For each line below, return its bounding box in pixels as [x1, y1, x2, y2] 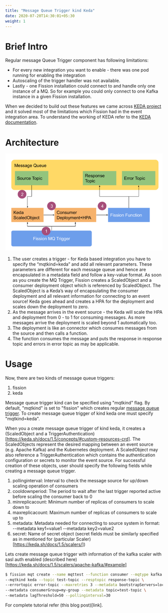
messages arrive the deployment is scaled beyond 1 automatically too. [12, 319, 157, 325]
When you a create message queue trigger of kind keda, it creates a [5, 425, 145, 431]
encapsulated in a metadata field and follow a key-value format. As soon [12, 272, 161, 278]
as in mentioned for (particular [12, 536, 75, 542]
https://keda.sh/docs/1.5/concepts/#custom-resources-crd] [6, 436, 130, 442]
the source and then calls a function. [12, 330, 88, 336]
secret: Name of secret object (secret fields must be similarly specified [12, 530, 159, 536]
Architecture [5, 137, 59, 148]
